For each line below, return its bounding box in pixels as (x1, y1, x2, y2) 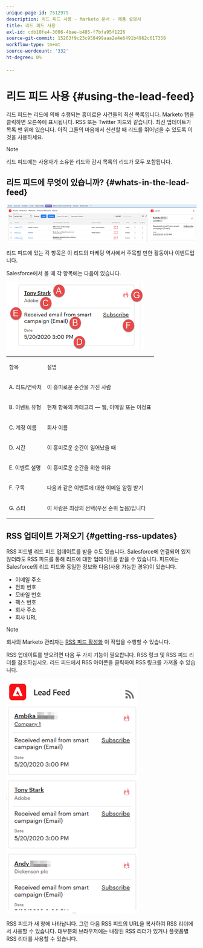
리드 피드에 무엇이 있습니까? (6, 177, 105, 188)
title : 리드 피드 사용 (6, 22, 56, 28)
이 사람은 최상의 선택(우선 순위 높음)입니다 (47, 504, 146, 511)
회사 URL (14, 614, 37, 621)
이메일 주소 (14, 576, 42, 583)
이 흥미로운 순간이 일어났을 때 (47, 443, 117, 451)
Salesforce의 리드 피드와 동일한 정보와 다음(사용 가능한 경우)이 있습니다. (6, 563, 177, 570)
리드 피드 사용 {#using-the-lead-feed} (6, 90, 195, 103)
